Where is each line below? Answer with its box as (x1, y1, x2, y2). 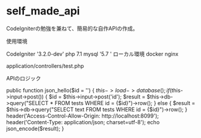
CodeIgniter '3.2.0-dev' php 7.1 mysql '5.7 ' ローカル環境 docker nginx (6, 50, 179, 58)
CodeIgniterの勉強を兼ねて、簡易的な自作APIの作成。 (6, 25, 138, 32)
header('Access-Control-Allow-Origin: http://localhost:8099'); (6, 112, 159, 119)
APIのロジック (6, 74, 41, 82)
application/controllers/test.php (6, 62, 84, 70)
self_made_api (6, 4, 80, 18)
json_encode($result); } (6, 125, 64, 132)
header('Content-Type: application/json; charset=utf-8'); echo (6, 118, 160, 125)
